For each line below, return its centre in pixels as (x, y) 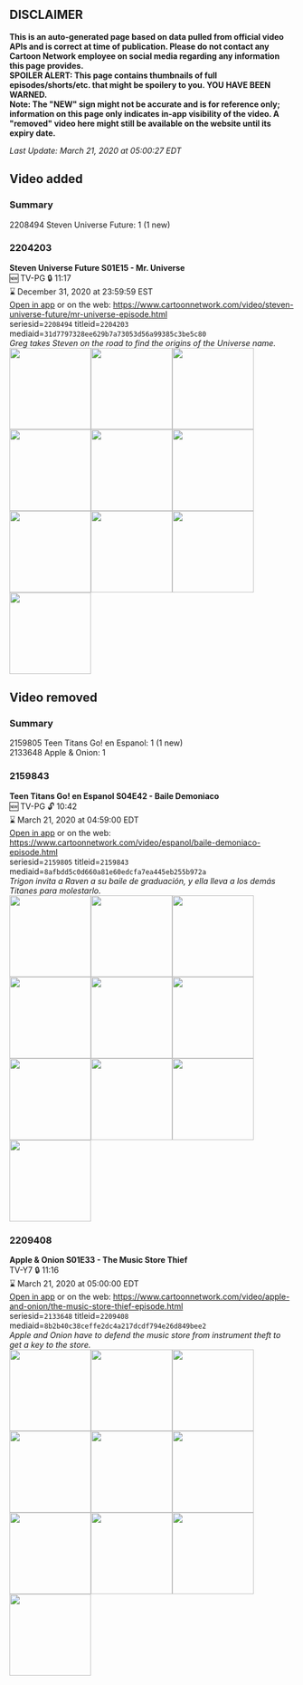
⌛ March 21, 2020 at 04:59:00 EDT (74, 820)
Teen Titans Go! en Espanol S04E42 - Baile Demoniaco (114, 795)
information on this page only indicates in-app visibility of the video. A (145, 113)
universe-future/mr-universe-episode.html (89, 314)
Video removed (53, 698)
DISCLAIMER (46, 15)
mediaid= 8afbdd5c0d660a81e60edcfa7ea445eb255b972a (108, 871)
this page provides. (47, 65)
